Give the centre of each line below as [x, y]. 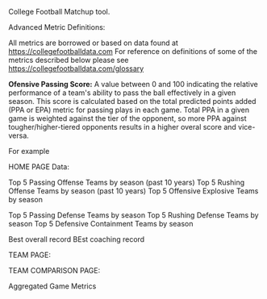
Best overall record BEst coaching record [77, 239]
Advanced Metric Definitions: [57, 27]
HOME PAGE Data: [39, 167]
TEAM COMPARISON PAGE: [54, 270]
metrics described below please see [69, 60]
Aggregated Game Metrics [52, 286]
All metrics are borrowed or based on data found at [94, 43]
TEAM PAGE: [29, 255]
